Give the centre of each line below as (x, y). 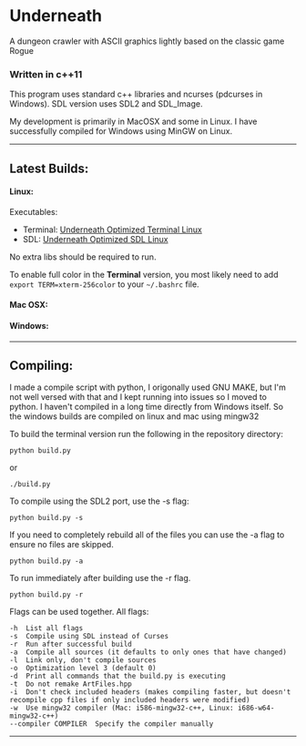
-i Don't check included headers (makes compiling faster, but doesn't (150, 692)
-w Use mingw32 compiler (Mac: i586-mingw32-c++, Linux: (122, 708)
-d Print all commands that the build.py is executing (117, 676)
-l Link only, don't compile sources (83, 660)
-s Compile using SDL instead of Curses (89, 637)
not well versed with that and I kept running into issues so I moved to (138, 397)
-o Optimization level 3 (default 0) (83, 669)
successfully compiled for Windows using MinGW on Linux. (121, 131)
